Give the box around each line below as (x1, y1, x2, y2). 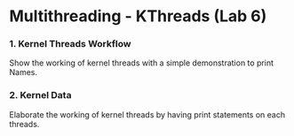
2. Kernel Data (9, 89, 72, 102)
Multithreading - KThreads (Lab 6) (9, 6, 267, 26)
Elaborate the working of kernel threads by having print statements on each (9, 109, 286, 120)
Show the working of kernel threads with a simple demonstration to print (9, 57, 274, 68)
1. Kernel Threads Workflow (9, 38, 131, 50)
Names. (9, 67, 38, 78)
